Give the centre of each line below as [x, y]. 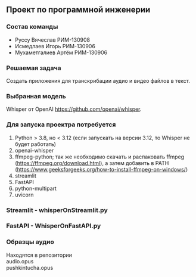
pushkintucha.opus [30, 267]
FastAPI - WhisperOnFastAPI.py [54, 226]
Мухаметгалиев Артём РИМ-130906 [61, 52]
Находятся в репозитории [39, 255]
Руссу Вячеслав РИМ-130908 [52, 40]
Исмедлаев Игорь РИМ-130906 [55, 46]
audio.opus [20, 261]
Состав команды [32, 27]
